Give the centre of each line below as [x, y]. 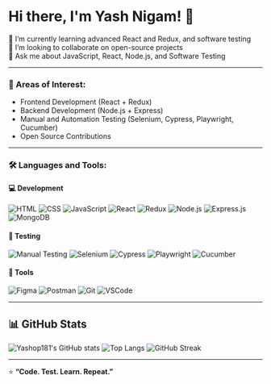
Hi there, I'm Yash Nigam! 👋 [102, 17]
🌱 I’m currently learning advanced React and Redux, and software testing [130, 39]
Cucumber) [39, 127]
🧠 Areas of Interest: [47, 84]
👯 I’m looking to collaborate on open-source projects [96, 47]
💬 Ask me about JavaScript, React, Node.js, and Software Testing [117, 56]
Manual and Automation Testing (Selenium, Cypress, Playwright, [127, 119]
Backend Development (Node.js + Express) [92, 111]
